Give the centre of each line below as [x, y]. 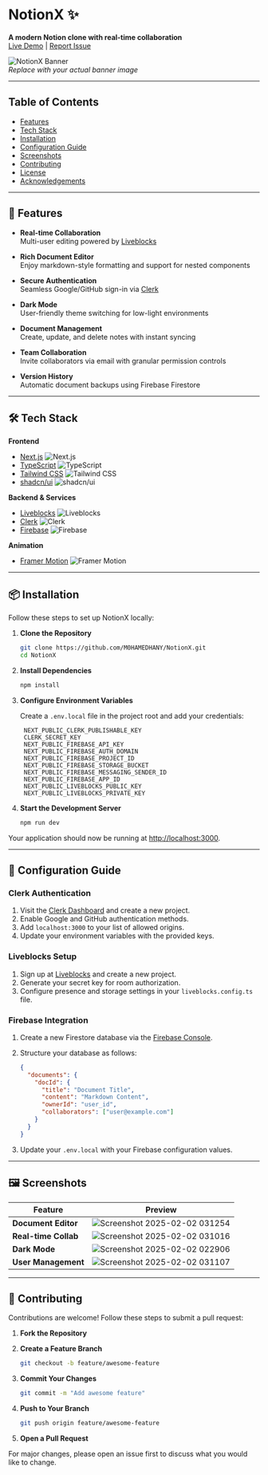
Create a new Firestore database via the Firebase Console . [116, 1037]
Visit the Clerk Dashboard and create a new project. [105, 910]
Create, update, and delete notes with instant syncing [108, 337]
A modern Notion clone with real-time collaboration [95, 37]
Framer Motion [44, 561]
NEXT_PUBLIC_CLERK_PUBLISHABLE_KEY [83, 730]
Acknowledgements [53, 180]
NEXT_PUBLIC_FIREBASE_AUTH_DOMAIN [81, 751]
